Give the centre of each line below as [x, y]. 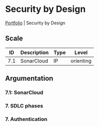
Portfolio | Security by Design [35, 23]
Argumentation [29, 79]
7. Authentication [26, 119]
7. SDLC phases [24, 106]
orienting [81, 61]
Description [35, 52]
